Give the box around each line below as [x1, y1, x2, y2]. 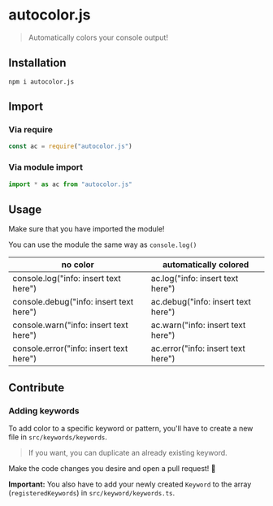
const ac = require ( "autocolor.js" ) [8, 142, 132, 151]
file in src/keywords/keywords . [8, 432, 108, 442]
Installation [8, 56, 67, 70]
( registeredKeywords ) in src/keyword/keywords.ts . [8, 487, 175, 497]
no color [61, 259, 95, 270]
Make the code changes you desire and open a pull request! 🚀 [8, 463, 217, 473]
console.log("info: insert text [12, 273, 121, 284]
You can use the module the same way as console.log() [8, 240, 197, 249]
